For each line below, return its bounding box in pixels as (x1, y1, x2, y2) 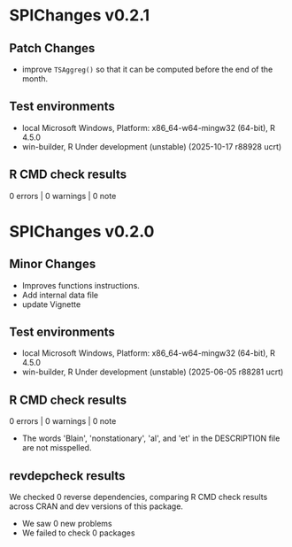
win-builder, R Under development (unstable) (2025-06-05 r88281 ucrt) (21, 366, 284, 377)
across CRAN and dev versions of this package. (9, 501, 184, 512)
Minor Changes (9, 257, 96, 272)
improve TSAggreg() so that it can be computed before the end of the (21, 64, 273, 74)
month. (21, 73, 49, 84)
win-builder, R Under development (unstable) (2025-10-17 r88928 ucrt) (21, 141, 282, 151)
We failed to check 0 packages (21, 528, 135, 538)
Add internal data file (21, 289, 99, 300)
